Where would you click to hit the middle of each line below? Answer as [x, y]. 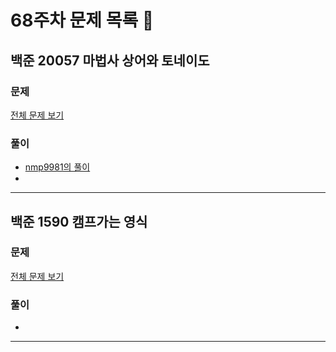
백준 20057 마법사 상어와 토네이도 [110, 60]
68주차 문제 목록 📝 [82, 20]
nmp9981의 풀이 [57, 167]
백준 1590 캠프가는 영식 [79, 221]
